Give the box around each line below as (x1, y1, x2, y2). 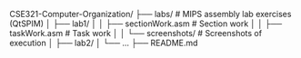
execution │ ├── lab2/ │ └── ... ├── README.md (9, 37, 198, 48)
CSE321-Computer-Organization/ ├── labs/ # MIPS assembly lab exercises (9, 9, 292, 19)
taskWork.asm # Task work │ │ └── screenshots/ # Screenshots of (9, 28, 262, 38)
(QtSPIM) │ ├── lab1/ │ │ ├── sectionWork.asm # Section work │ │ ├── (9, 18, 283, 29)
